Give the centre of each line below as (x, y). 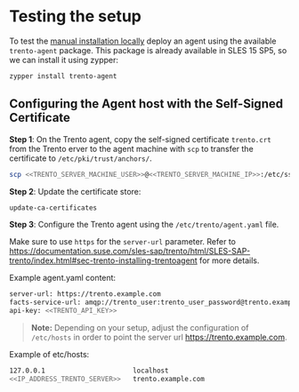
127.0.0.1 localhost (89, 371)
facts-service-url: (45, 303)
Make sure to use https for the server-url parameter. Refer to (122, 242)
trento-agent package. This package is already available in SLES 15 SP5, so (148, 50)
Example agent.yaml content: (63, 278)
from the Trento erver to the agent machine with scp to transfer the (131, 148)
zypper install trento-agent (63, 76)
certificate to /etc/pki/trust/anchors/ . (81, 158)
